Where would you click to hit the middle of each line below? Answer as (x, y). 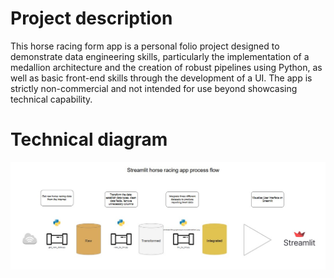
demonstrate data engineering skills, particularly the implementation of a (160, 56)
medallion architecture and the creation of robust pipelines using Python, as (166, 67)
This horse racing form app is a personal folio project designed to (145, 46)
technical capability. (51, 99)
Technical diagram (89, 139)
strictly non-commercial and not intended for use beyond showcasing (154, 88)
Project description (91, 18)
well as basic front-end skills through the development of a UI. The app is (161, 78)
